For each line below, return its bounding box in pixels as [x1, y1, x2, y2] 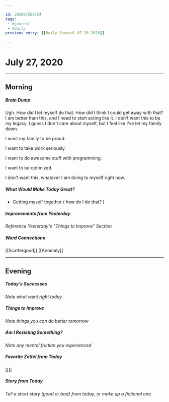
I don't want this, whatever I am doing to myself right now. [5, 175, 125, 181]
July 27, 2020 [5, 56, 63, 68]
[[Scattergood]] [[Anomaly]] [5, 248, 63, 254]
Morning [5, 83, 33, 91]
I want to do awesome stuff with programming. [5, 155, 102, 161]
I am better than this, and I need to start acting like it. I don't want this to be [5, 115, 161, 121]
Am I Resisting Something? [5, 329, 63, 335]
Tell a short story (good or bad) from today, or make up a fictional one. [5, 390, 152, 396]
